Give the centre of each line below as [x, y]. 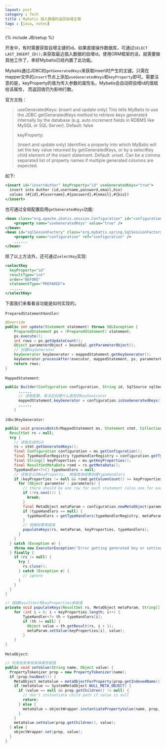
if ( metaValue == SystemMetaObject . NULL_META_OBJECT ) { [73, 686]
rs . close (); [35, 567]
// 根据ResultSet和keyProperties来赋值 [44, 603]
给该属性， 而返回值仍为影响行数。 [40, 89]
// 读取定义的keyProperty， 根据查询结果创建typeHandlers [70, 474]
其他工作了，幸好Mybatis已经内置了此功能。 [50, 60]
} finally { [22, 552]
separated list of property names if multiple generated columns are [85, 160]
